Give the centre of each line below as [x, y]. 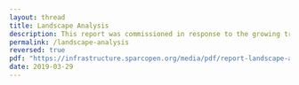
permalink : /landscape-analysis [69, 42]
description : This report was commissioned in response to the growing [145, 34]
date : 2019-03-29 [41, 67]
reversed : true [37, 50]
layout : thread [37, 17]
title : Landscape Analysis [59, 26]
